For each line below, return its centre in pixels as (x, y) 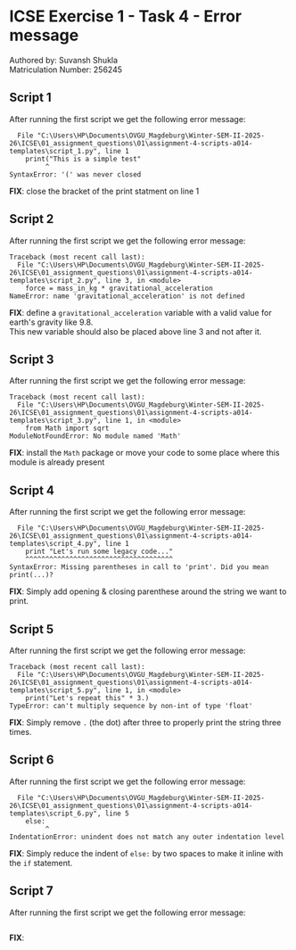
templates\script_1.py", (55, 151)
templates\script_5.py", (55, 690)
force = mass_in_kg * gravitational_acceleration (119, 288)
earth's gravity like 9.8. (51, 322)
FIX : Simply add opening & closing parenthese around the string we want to (148, 591)
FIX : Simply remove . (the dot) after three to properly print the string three (145, 723)
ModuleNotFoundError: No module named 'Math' (95, 436)
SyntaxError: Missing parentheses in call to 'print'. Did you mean (139, 567)
